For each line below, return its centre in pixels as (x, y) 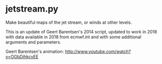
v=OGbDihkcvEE (22, 56)
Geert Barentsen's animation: (35, 51)
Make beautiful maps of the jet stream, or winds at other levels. (69, 22)
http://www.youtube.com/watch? (98, 51)
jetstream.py (32, 9)
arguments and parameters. (33, 42)
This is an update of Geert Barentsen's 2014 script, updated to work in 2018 (81, 32)
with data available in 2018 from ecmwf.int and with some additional (73, 37)
